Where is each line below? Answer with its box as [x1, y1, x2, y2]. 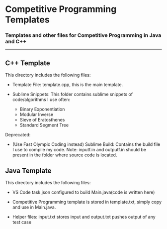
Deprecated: [5, 132, 31, 138]
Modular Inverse [19, 112, 54, 117]
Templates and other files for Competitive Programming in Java [5, 32, 162, 39]
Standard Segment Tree [19, 122, 69, 128]
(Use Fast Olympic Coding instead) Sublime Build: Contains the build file [12, 141, 161, 147]
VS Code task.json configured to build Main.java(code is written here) [12, 189, 155, 195]
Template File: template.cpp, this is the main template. [12, 82, 123, 88]
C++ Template [5, 59, 51, 67]
